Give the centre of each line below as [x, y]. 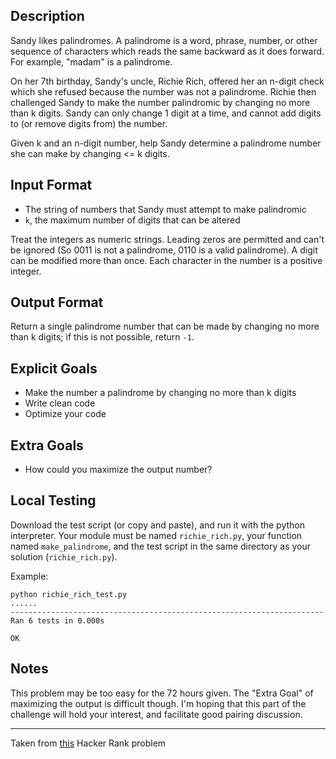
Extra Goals [47, 445]
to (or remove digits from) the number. [89, 123]
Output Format [57, 302]
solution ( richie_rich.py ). [64, 556]
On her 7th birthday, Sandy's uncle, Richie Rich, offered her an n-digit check [167, 81]
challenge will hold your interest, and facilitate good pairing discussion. [156, 714]
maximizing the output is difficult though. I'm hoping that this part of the [158, 703]
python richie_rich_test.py [69, 594]
